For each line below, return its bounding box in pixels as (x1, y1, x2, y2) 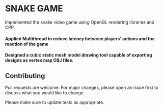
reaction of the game (5, 41, 49, 47)
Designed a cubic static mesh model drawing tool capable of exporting (5, 52, 152, 58)
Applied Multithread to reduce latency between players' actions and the (5, 35, 155, 42)
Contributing (5, 72, 45, 80)
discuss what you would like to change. (5, 89, 85, 96)
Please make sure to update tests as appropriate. (5, 99, 105, 105)
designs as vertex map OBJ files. (5, 57, 74, 63)
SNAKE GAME (5, 3, 63, 14)
